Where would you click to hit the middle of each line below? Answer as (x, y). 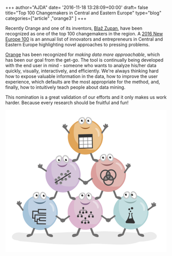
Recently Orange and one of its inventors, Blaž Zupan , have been (74, 28)
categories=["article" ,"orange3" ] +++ (46, 18)
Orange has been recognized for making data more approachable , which (83, 54)
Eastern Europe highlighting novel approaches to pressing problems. (78, 45)
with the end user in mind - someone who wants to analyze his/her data (81, 65)
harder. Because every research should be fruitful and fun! (67, 103)
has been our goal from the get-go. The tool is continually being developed (84, 60)
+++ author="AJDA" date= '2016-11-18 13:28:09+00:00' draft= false (77, 7)
